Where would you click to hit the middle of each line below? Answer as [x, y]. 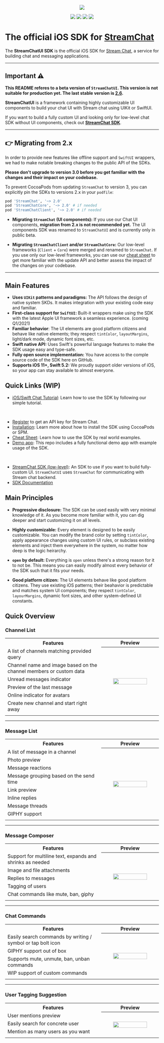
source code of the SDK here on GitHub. [53, 360]
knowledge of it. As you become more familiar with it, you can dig [78, 515]
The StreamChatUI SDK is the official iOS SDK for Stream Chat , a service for [82, 51]
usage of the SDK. [31, 448]
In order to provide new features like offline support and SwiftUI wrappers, [80, 157]
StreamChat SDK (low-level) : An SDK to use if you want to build [76, 467]
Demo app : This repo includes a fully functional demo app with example [84, 443]
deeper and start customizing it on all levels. [57, 520]
